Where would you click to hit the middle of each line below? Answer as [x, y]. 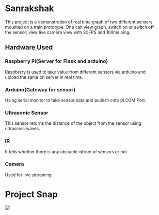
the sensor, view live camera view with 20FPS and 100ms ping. [68, 32]
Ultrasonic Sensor [27, 113]
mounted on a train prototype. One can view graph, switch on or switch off [79, 27]
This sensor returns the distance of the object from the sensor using [73, 123]
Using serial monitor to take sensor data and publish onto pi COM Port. [76, 100]
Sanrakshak [30, 8]
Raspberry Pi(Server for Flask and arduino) [56, 61]
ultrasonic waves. [23, 129]
